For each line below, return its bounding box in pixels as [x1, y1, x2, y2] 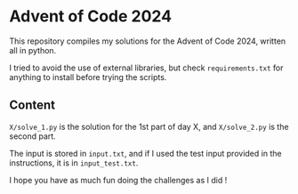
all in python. [9, 44, 57, 55]
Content [9, 98, 56, 113]
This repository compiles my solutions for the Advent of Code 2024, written [9, 36, 286, 46]
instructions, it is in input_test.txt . [9, 158, 139, 168]
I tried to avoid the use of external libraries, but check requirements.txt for [9, 62, 284, 73]
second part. [9, 131, 56, 141]
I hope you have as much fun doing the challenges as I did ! [9, 174, 228, 185]
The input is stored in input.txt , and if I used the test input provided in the [9, 148, 282, 158]
